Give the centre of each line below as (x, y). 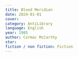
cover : (12, 19)
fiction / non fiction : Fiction (39, 47)
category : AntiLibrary (29, 24)
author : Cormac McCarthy (31, 38)
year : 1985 (17, 33)
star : (11, 42)
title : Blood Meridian (29, 10)
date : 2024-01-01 (23, 14)
